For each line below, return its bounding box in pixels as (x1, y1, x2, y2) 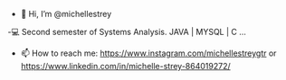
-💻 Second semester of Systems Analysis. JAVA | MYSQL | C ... (7, 27, 247, 37)
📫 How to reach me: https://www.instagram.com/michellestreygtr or (20, 48, 277, 58)
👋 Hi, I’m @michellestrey (20, 9, 112, 19)
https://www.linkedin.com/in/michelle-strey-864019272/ (20, 61, 231, 71)
